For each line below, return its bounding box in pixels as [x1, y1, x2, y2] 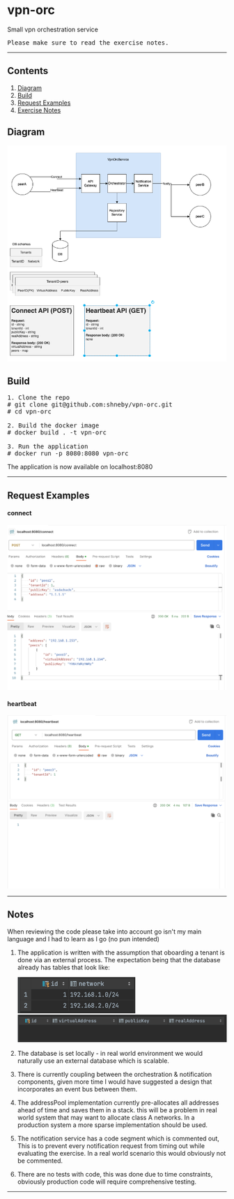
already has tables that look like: [17, 963, 110, 971]
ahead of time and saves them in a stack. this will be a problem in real [17, 1106, 217, 1114]
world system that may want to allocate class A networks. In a [17, 1113, 195, 1121]
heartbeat [7, 699, 37, 707]
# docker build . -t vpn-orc [7, 429, 107, 436]
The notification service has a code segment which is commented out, [17, 1134, 219, 1142]
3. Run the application [7, 443, 88, 450]
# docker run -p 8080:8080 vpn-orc [7, 450, 129, 457]
